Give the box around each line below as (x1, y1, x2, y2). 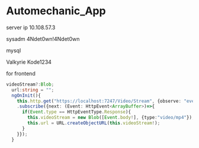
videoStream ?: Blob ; (6, 81, 54, 87)
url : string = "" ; (11, 87, 54, 93)
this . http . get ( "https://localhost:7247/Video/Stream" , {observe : (17, 98, 182, 104)
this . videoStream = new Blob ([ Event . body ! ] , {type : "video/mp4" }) (27, 115, 192, 121)
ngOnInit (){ (11, 92, 41, 99)
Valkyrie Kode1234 (6, 58, 52, 65)
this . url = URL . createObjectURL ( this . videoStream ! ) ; (27, 120, 161, 126)
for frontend (6, 70, 36, 77)
